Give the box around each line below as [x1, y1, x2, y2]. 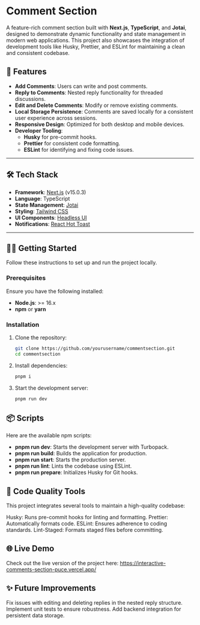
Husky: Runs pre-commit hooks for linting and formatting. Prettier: [6, 514, 168, 521]
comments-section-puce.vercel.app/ [6, 566, 96, 573]
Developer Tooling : [14, 127, 63, 134]
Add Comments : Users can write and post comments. [14, 82, 148, 90]
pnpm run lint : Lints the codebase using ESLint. [14, 462, 132, 470]
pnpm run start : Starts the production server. [14, 456, 126, 464]
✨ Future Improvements [6, 583, 96, 593]
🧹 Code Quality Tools [6, 486, 86, 497]
